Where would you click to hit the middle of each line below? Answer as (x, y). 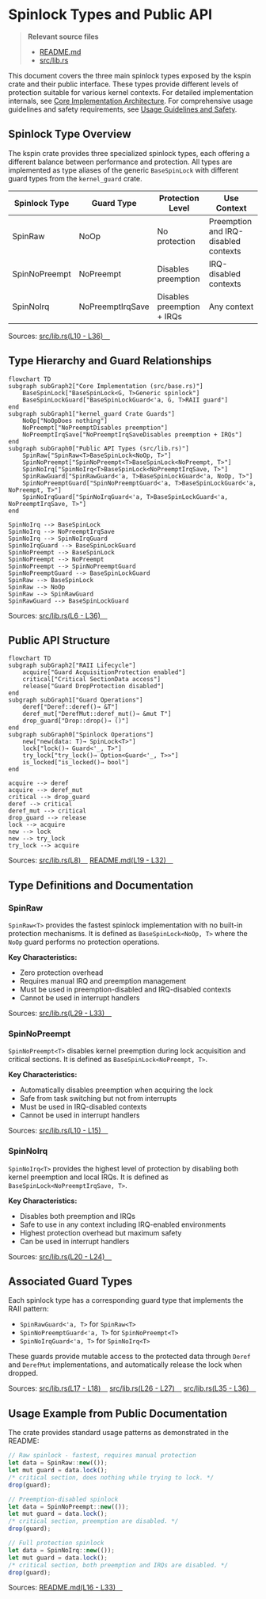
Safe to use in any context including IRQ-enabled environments (123, 1224)
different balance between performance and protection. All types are (120, 162)
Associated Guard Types (70, 1282)
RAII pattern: (28, 1309)
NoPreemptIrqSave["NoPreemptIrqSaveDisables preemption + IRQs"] (133, 434)
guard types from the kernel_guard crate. (75, 178)
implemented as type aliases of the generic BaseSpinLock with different (123, 170)
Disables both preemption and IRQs (78, 1216)
